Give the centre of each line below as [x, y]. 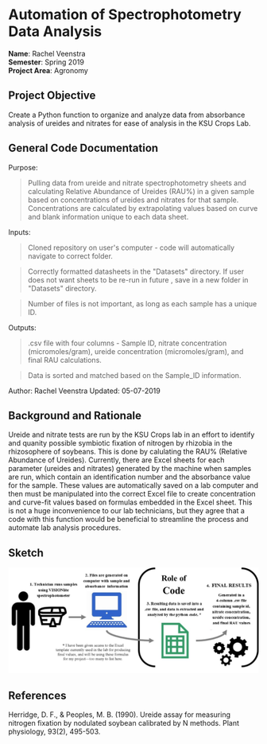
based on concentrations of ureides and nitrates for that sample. [133, 200]
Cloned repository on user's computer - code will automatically [131, 247]
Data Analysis [55, 31]
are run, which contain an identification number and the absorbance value [129, 477]
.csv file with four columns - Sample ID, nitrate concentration [127, 343]
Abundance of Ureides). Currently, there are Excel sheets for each [116, 460]
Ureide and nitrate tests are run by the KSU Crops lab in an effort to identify [132, 434]
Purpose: [23, 167]
